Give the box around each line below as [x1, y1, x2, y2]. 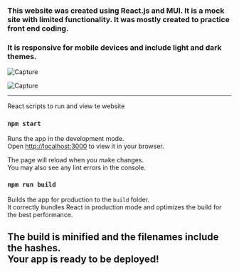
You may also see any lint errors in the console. [7, 163, 146, 172]
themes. [7, 51, 37, 61]
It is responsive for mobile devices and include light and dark [7, 42, 222, 52]
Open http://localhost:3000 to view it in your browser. [7, 142, 165, 150]
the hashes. [7, 242, 61, 254]
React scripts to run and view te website [7, 102, 125, 110]
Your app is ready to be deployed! [7, 253, 159, 266]
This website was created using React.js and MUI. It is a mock [7, 6, 225, 16]
